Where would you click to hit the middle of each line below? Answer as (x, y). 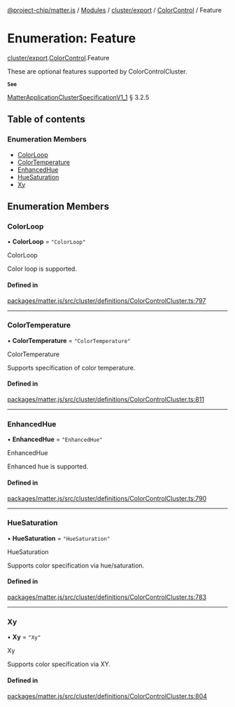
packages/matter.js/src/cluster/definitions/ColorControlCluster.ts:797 (107, 300)
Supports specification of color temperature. (71, 368)
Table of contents (46, 120)
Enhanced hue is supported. (48, 466)
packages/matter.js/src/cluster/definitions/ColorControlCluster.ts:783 (107, 597)
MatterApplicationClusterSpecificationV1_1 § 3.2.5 (78, 97)
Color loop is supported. (42, 269)
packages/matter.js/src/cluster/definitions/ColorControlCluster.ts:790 (107, 498)
